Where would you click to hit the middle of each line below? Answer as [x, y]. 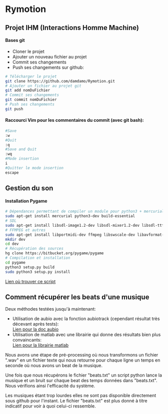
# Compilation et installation [38, 258]
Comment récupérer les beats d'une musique [77, 297]
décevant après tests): [35, 324]
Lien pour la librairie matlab [40, 345]
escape [12, 173]
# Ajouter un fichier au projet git [43, 86]
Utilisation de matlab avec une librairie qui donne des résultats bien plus [86, 335]
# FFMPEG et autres [25, 230]
